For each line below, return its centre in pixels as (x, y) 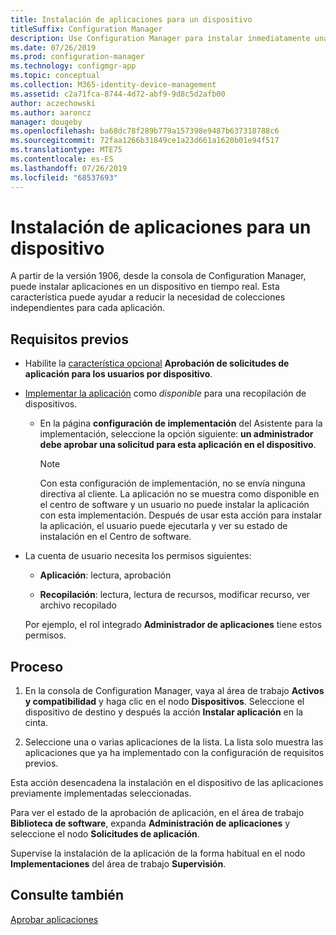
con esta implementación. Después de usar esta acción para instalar (181, 515)
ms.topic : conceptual (55, 76)
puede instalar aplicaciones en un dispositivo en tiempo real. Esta (145, 287)
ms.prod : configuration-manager (77, 57)
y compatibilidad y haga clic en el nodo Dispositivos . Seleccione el (164, 702)
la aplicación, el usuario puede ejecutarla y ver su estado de (163, 526)
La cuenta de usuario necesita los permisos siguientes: (138, 556)
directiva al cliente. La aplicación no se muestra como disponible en (179, 494)
